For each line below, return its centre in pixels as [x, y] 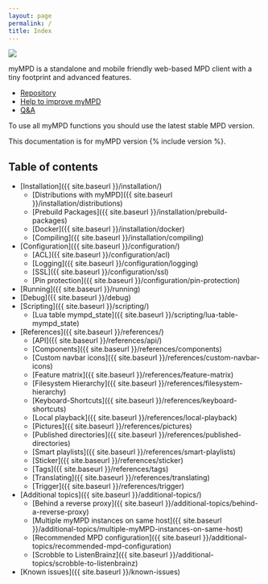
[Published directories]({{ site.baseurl [94, 435]
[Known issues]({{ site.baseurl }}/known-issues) [100, 572]
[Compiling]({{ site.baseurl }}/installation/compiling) [118, 238]
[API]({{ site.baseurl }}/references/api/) [97, 340]
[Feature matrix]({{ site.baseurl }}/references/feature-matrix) [133, 375]
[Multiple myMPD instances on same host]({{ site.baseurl [127, 520]
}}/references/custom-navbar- [209, 358]
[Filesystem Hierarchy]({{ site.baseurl [94, 383]
